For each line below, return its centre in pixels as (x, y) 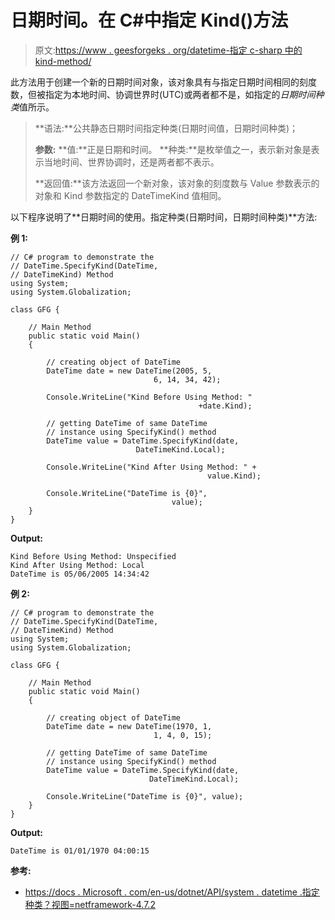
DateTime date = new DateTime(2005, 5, (129, 371)
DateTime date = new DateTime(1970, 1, (129, 726)
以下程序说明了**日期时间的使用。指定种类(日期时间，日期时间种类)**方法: (164, 217)
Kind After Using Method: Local (77, 565)
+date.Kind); (225, 406)
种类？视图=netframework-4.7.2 (90, 904)
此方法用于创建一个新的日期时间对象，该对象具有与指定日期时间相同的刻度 (163, 82)
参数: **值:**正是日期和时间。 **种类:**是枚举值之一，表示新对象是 (173, 149)
